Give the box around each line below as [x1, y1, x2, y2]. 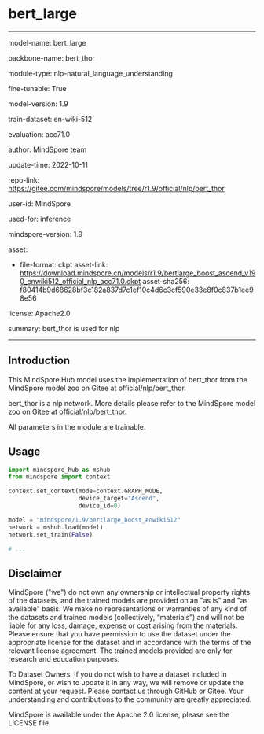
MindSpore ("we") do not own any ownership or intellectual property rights [8, 588, 251, 597]
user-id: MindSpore [8, 198, 71, 208]
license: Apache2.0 [8, 308, 71, 318]
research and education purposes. [8, 655, 120, 664]
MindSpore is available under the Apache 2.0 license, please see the [8, 710, 230, 720]
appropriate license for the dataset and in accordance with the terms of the [8, 638, 251, 647]
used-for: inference [8, 214, 71, 223]
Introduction [8, 354, 71, 367]
